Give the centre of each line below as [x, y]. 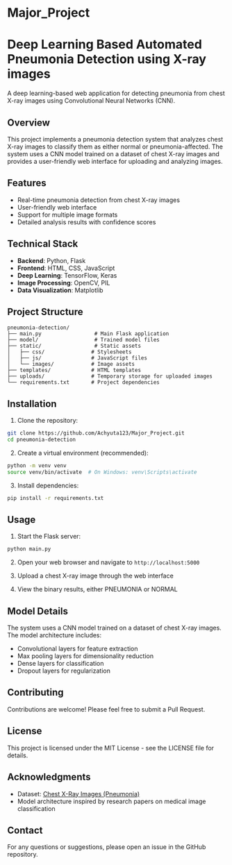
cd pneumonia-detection [42, 440]
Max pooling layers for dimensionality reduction [85, 656]
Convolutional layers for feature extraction [77, 649]
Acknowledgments [49, 777]
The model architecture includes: [55, 635]
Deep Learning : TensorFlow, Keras [67, 275]
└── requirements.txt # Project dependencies [83, 383]
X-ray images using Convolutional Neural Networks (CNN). [91, 101]
